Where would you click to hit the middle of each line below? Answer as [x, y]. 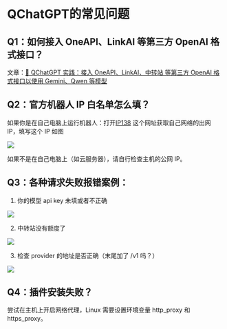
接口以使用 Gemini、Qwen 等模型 [60, 81]
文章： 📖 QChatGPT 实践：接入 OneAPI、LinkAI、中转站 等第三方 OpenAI [109, 72]
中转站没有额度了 [41, 228]
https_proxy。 [27, 319]
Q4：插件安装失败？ [50, 292]
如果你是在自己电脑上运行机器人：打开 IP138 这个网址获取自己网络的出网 [109, 123]
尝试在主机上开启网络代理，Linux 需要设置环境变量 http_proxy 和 [99, 310]
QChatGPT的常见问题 [68, 14]
